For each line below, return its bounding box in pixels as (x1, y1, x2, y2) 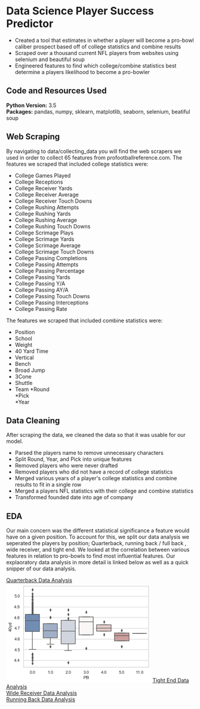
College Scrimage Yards (14, 235, 75, 243)
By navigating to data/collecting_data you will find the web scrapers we (6, 148, 181, 155)
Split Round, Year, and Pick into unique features (14, 456, 133, 463)
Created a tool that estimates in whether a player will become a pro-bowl (14, 36, 194, 44)
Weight (14, 341, 33, 348)
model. (6, 438, 23, 445)
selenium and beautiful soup (14, 56, 85, 63)
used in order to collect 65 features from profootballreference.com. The (6, 154, 183, 161)
